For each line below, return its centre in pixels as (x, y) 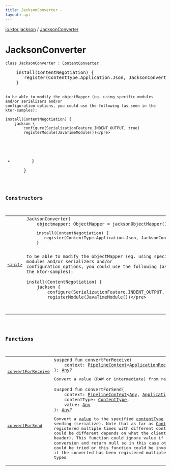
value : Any (77, 405)
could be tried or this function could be (104, 448)
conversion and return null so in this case (106, 443)
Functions (20, 339)
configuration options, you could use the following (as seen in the (81, 106)
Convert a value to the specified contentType (109, 419)
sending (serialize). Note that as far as (104, 424)
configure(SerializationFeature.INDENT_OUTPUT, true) (82, 128)
